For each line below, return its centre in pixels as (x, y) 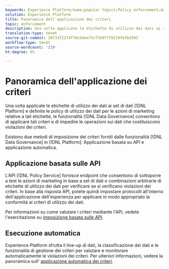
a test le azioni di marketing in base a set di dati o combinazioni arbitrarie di (83, 181)
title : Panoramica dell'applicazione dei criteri (58, 19)
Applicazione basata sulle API (53, 163)
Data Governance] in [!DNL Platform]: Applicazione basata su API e (75, 142)
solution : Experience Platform (38, 15)
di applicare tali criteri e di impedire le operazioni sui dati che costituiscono (83, 122)
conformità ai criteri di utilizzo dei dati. (45, 202)
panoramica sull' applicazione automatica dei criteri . (59, 261)
